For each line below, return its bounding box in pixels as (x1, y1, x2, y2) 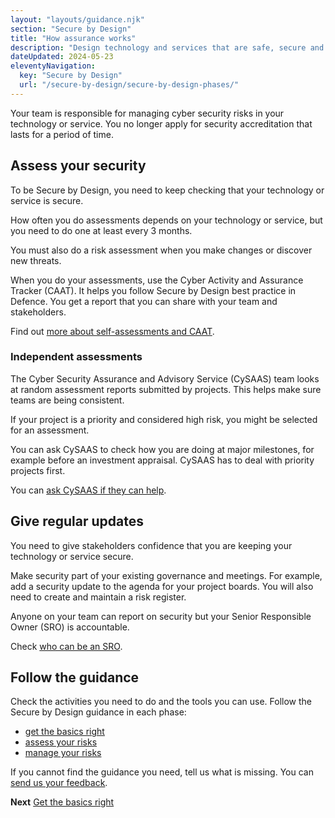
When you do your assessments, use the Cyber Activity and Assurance (10, 274, 304, 286)
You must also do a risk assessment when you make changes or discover (10, 244, 313, 256)
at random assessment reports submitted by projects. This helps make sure (10, 383, 322, 395)
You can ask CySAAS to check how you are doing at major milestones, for (10, 443, 315, 455)
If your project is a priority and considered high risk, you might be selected (10, 413, 318, 425)
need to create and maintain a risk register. (10, 591, 187, 603)
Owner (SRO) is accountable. (10, 621, 130, 633)
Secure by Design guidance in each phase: (10, 706, 187, 718)
